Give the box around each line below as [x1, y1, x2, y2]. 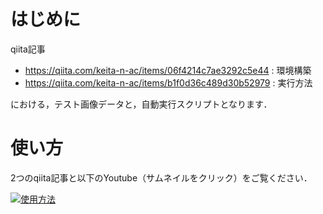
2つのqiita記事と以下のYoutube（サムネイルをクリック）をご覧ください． [10, 171, 313, 184]
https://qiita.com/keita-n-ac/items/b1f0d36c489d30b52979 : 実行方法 [24, 76, 313, 89]
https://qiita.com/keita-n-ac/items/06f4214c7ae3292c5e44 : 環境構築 [24, 64, 312, 76]
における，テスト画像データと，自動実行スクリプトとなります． [10, 98, 273, 110]
